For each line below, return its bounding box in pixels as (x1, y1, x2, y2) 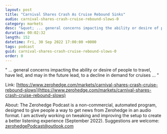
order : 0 (5, 53, 23, 59)
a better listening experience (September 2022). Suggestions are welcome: (5, 118, 160, 124)
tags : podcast (5, 44, 35, 49)
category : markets (5, 21, 43, 26)
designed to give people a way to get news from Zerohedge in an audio (5, 107, 152, 113)
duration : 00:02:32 (5, 30, 46, 35)
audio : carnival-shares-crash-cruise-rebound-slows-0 (5, 16, 119, 21)
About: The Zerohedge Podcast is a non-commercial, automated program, (5, 102, 157, 108)
